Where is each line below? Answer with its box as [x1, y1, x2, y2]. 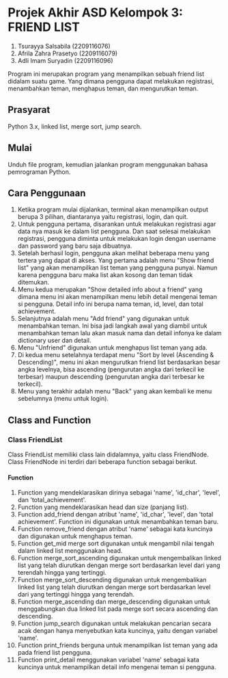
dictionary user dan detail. [17, 337, 91, 345]
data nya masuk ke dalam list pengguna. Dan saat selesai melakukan [17, 227, 211, 235]
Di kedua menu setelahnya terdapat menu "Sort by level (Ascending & [17, 351, 214, 359]
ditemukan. [17, 278, 50, 287]
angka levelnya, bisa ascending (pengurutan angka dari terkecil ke [17, 365, 205, 374]
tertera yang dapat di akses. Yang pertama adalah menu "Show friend [17, 257, 214, 265]
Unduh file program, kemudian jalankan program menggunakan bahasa [8, 160, 208, 168]
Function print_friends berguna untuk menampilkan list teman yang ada [17, 641, 218, 649]
